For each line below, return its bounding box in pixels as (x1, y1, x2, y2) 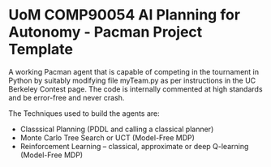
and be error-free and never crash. (8, 92, 125, 102)
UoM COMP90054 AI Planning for (8, 6, 241, 24)
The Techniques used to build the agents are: (8, 108, 160, 118)
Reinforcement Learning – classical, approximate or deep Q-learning (19, 141, 249, 151)
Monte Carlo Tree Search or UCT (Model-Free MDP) (19, 132, 195, 143)
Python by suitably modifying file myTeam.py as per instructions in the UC (8, 75, 256, 85)
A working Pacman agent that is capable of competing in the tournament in (8, 66, 260, 76)
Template (8, 41, 73, 58)
